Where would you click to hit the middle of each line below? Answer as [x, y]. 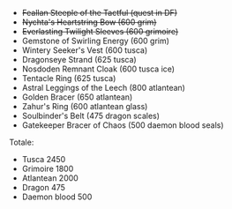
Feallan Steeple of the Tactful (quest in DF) [100, 13]
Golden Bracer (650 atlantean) [77, 97]
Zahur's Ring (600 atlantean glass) [85, 106]
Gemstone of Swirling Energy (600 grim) [96, 41]
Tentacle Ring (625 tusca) [69, 78]
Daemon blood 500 [57, 197]
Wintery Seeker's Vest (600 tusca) [85, 50]
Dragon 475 [44, 187]
